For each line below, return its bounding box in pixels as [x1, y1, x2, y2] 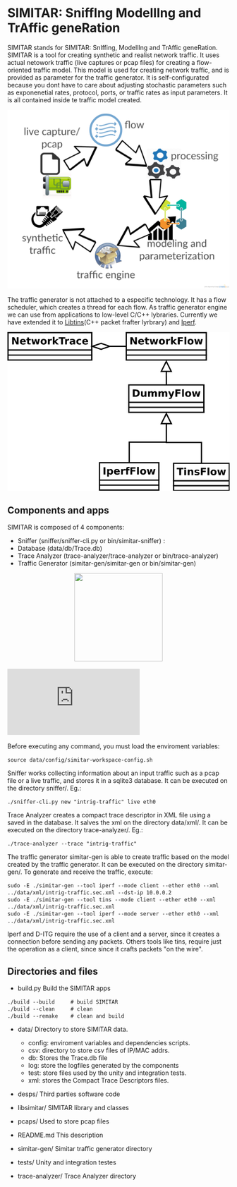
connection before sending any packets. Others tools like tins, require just [7, 937, 222, 946]
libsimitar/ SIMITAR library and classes [17, 1104, 129, 1112]
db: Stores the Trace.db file [28, 1054, 108, 1062]
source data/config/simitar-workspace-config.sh [7, 757, 153, 764]
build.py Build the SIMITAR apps [17, 984, 111, 992]
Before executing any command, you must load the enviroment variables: [7, 742, 220, 750]
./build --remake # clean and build [7, 1013, 125, 1020]
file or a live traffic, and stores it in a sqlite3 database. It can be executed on [7, 777, 228, 785]
